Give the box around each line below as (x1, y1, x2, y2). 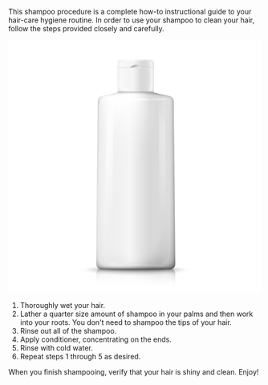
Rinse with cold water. (19, 343, 94, 352)
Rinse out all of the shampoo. (19, 326, 117, 335)
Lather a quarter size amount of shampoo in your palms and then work (19, 309, 254, 318)
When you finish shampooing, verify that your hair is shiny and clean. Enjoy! (8, 367, 259, 376)
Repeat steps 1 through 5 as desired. (19, 352, 141, 361)
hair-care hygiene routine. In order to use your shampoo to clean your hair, (8, 15, 255, 25)
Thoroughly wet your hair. (19, 301, 106, 310)
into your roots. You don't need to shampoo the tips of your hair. (19, 318, 233, 327)
